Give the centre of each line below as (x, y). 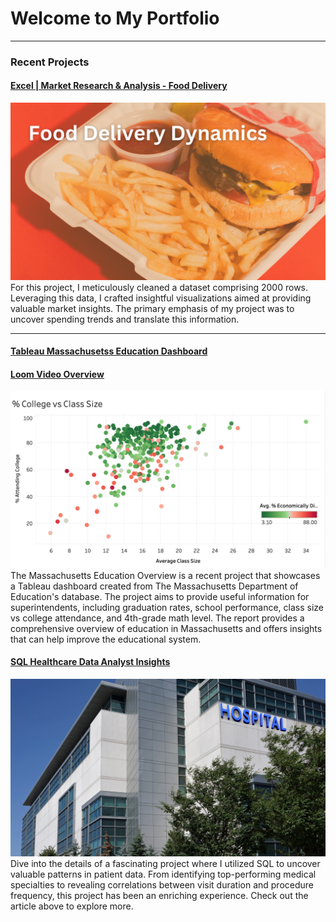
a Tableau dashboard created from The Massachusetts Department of (154, 586)
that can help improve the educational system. (106, 639)
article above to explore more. (72, 906)
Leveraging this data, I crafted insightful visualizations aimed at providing (161, 298)
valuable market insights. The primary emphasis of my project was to (152, 308)
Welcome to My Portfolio (115, 18)
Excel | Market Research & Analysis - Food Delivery (119, 86)
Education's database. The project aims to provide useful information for (160, 596)
